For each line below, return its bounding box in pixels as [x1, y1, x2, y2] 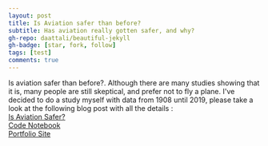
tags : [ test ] [8, 49, 52, 57]
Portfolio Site [8, 128, 51, 138]
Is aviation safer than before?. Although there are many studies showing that [8, 77, 260, 88]
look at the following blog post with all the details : [8, 103, 174, 112]
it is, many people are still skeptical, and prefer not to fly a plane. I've [8, 86, 235, 96]
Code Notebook [8, 120, 61, 130]
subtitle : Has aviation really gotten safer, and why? [8, 26, 195, 34]
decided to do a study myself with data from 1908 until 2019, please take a [8, 95, 254, 105]
